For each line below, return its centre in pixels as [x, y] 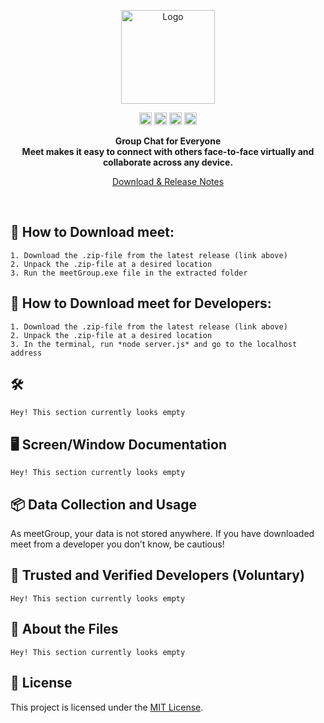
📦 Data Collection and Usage [103, 504]
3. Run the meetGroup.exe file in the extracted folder [129, 273]
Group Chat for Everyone [168, 141]
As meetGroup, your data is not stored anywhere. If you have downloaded [162, 534]
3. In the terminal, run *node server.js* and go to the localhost [154, 344]
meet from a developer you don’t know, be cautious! [117, 544]
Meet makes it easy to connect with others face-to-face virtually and [168, 151]
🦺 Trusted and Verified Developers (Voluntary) [157, 575]
